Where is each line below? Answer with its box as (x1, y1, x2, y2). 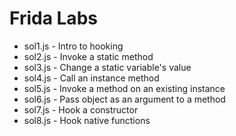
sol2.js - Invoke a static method (23, 50, 154, 62)
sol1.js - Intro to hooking (23, 40, 124, 52)
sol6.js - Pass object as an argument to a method (23, 93, 226, 105)
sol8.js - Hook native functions (23, 114, 151, 126)
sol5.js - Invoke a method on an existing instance (23, 82, 226, 94)
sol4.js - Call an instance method (23, 72, 160, 84)
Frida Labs (9, 7, 98, 30)
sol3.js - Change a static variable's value (23, 61, 192, 73)
